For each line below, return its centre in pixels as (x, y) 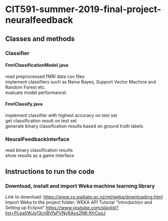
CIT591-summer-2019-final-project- (83, 9)
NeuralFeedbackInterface (37, 139)
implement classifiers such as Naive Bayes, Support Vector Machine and (81, 81)
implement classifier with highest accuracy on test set (61, 115)
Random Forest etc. (26, 87)
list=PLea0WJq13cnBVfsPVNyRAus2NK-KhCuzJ (55, 213)
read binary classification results (39, 150)
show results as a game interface (40, 156)
